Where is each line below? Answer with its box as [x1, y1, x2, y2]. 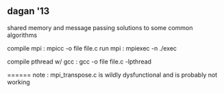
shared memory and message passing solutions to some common [7, 23, 193, 31]
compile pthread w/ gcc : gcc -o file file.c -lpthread [7, 57, 152, 66]
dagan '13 [7, 5, 50, 17]
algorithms [7, 31, 38, 39]
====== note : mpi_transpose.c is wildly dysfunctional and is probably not [7, 70, 218, 79]
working [7, 78, 31, 86]
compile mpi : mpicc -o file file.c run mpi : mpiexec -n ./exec [7, 44, 177, 52]
